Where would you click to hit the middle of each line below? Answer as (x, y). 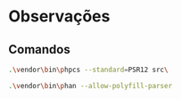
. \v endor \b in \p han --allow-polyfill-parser (90, 86)
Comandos (39, 49)
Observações (59, 16)
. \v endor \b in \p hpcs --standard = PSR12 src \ (88, 70)
